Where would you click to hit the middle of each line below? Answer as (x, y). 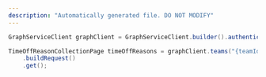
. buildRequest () (49, 59)
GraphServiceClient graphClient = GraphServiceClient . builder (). (118, 37)
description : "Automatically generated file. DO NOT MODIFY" (111, 15)
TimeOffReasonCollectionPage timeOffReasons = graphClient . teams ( (120, 51)
